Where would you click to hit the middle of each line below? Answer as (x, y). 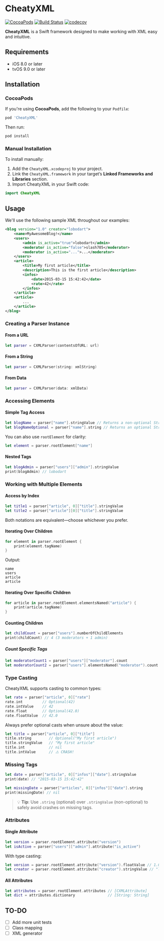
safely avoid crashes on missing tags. (55, 807)
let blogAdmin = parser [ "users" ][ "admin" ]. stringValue (62, 467)
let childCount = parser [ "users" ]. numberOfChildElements (64, 633)
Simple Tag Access (25, 412)
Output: (13, 560)
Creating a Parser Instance (37, 323)
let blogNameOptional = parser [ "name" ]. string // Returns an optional (78, 427)
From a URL (17, 335)
